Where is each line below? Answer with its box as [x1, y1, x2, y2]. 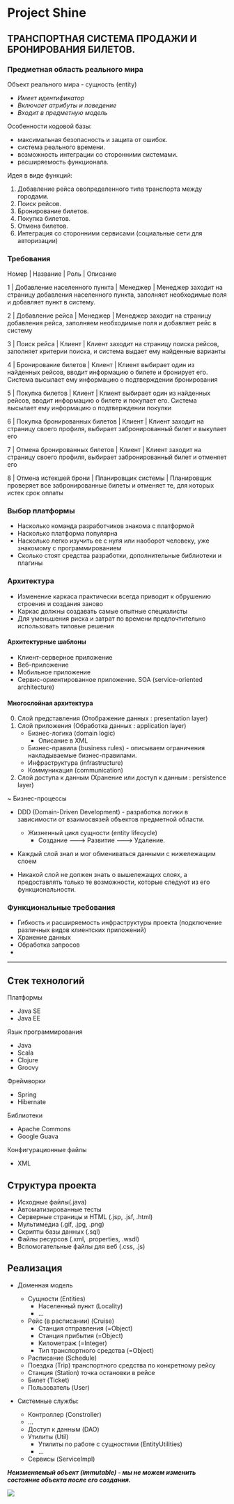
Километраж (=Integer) [38, 1339, 108, 1347]
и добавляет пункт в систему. [7, 298, 96, 307]
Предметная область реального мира [7, 64, 144, 74]
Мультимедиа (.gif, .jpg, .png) [17, 1220, 104, 1229]
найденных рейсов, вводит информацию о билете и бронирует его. [7, 368, 208, 377]
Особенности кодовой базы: [7, 122, 92, 130]
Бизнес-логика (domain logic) [27, 729, 116, 738]
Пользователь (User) [27, 1383, 91, 1391]
